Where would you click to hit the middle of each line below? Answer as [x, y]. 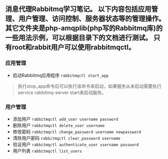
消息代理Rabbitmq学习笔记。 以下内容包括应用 [78, 9]
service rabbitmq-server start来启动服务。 [62, 92]
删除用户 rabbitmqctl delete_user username [59, 125]
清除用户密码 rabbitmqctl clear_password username [66, 138]
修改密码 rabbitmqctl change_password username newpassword [77, 131]
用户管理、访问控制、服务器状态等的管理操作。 [92, 19]
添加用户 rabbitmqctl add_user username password [65, 119]
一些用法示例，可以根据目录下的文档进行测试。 [79, 38]
